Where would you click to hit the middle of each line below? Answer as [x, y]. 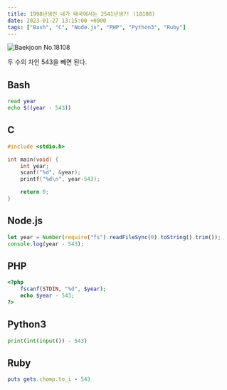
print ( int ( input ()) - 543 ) [47, 341]
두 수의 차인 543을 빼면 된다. [47, 62]
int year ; [35, 166]
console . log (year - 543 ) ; [46, 244]
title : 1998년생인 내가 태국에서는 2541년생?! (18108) [81, 14]
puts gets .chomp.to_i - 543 [49, 379]
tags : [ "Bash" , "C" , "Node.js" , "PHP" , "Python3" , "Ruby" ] [97, 27]
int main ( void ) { [33, 159]
